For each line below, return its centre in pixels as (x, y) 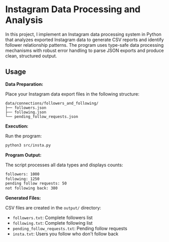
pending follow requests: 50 (36, 184)
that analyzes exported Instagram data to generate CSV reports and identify (84, 40)
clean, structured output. (31, 56)
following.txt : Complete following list (53, 223)
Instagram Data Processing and (73, 9)
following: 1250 (22, 179)
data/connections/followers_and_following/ (52, 103)
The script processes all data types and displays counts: (64, 165)
